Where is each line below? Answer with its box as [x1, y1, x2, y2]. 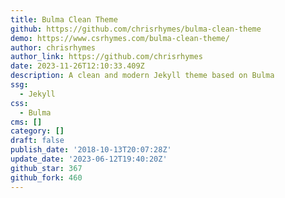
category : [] [10, 126, 65, 136]
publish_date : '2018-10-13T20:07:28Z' [10, 145, 172, 155]
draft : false [10, 136, 65, 146]
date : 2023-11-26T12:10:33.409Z [10, 61, 145, 71]
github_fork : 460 [10, 172, 83, 183]
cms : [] [10, 117, 43, 127]
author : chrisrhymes [10, 42, 97, 53]
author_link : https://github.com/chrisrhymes [10, 52, 203, 62]
